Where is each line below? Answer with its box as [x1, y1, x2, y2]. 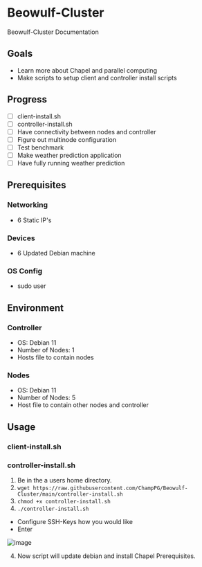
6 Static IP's [17, 216, 52, 224]
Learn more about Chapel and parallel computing [17, 66, 158, 74]
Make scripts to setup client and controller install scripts [17, 73, 178, 82]
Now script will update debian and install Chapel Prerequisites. [17, 552, 196, 560]
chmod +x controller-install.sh [17, 498, 111, 505]
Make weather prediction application [17, 151, 122, 159]
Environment [7, 302, 64, 314]
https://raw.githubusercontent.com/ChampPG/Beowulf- [33, 485, 188, 492]
